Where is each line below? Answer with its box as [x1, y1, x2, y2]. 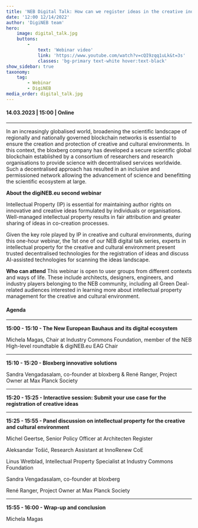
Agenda [6, 306, 26, 313]
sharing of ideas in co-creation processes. [6, 219, 109, 227]
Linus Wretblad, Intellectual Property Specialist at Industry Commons [6, 458, 173, 465]
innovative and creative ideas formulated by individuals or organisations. [6, 207, 182, 214]
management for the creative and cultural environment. [6, 293, 140, 300]
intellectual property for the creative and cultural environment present [6, 243, 176, 251]
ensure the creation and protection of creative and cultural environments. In [6, 140, 190, 147]
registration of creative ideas [6, 401, 78, 408]
